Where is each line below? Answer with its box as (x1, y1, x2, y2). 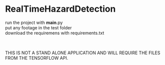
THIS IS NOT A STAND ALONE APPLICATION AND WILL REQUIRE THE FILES (5, 50, 161, 56)
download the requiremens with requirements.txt (5, 30, 105, 36)
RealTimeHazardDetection (5, 3, 116, 15)
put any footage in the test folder (5, 24, 72, 30)
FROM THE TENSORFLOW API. (5, 55, 68, 61)
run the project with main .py (5, 20, 63, 25)
